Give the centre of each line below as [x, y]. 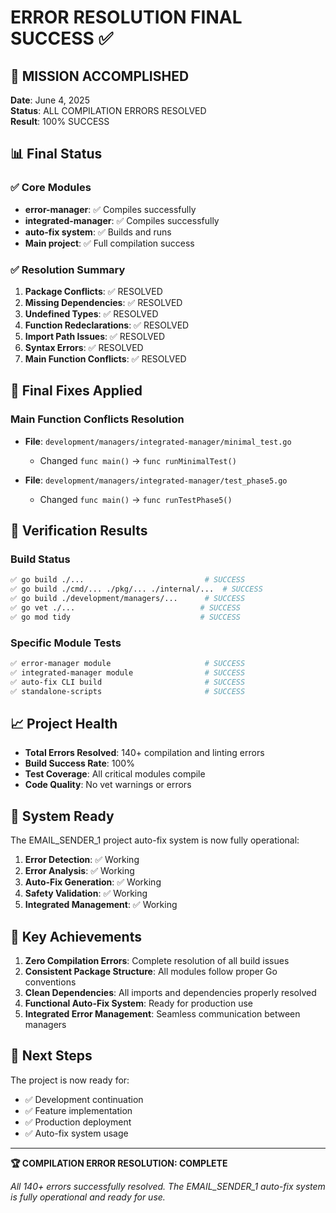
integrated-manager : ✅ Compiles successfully [122, 220]
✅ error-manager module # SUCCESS [128, 664]
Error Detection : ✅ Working [82, 860]
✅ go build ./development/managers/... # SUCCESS [128, 599]
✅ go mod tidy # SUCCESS [126, 617]
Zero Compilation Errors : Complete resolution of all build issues [157, 960]
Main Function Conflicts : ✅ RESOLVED [105, 358]
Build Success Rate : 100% [79, 763]
